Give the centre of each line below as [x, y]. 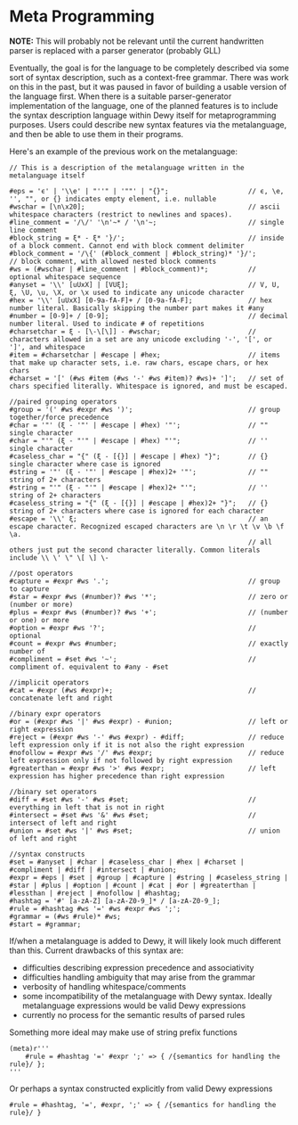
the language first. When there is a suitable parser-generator [121, 96]
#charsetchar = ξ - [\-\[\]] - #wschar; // [133, 332]
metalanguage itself [48, 176]
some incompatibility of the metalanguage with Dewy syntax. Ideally [147, 996]
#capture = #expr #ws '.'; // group [145, 581]
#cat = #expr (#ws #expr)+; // [133, 690]
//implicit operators [49, 682]
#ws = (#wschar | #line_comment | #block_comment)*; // [133, 269]
